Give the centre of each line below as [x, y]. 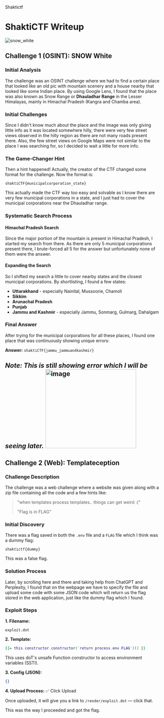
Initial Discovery [25, 524]
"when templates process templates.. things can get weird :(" [79, 502]
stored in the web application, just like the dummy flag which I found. [74, 598]
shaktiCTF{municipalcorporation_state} [46, 184]
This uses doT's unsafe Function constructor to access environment [74, 658]
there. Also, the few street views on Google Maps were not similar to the [78, 141]
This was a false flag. [26, 559]
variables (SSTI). [22, 662]
